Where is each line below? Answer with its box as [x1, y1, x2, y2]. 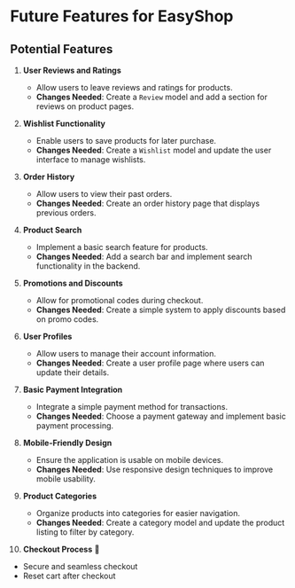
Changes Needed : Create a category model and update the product [35, 517, 285, 528]
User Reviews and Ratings [22, 65, 122, 75]
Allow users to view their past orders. [35, 189, 173, 199]
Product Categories [22, 490, 97, 501]
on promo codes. [35, 314, 99, 325]
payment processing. [35, 420, 114, 431]
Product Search [22, 224, 82, 235]
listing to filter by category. [35, 527, 135, 537]
